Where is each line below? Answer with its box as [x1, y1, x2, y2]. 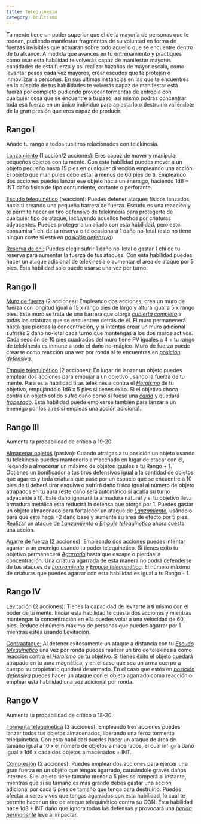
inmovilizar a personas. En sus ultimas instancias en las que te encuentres [6, 76, 190, 83]
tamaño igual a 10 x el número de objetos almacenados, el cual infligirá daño [6, 742, 194, 749]
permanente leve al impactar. [6, 811, 78, 818]
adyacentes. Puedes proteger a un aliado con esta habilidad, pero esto [6, 221, 181, 228]
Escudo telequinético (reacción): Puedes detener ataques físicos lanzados [6, 195, 190, 203]
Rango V [6, 696, 39, 706]
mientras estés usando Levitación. [6, 628, 91, 635]
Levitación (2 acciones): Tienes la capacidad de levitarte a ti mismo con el [6, 603, 189, 610]
